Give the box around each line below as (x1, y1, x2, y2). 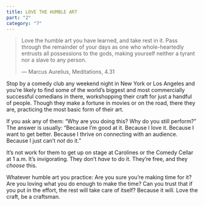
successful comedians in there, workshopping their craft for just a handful (6, 93, 192, 101)
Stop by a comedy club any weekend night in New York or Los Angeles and (6, 80, 195, 87)
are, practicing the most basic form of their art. (6, 106, 124, 113)
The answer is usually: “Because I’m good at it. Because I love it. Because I (6, 124, 194, 132)
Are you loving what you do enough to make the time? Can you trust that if (6, 180, 193, 188)
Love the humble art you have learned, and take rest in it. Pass (21, 37, 178, 44)
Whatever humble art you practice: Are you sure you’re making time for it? (6, 174, 192, 181)
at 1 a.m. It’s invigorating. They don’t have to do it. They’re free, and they (6, 155, 188, 163)
